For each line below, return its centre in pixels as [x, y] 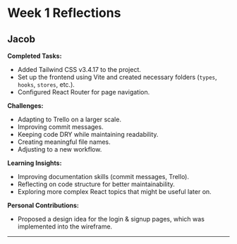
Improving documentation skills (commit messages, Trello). [103, 177]
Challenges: [25, 106]
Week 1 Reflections [64, 13]
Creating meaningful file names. [64, 142]
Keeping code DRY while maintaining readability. [88, 134]
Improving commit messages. [60, 127]
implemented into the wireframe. [65, 226]
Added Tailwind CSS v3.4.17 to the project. [79, 69]
